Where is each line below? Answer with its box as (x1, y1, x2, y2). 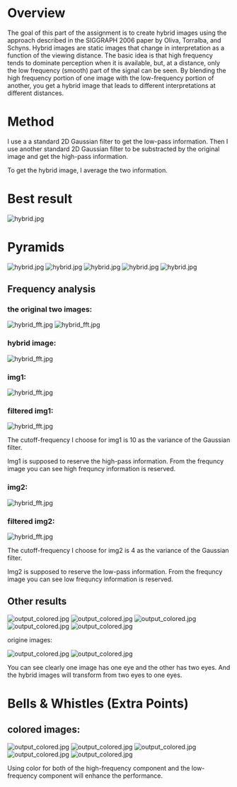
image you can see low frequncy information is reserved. (7, 575, 173, 583)
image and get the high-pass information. (7, 152, 129, 160)
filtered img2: (7, 516, 55, 526)
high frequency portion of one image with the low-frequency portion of (7, 73, 214, 82)
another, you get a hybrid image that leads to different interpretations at (7, 81, 216, 89)
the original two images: (7, 304, 93, 314)
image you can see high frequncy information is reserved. (7, 465, 176, 473)
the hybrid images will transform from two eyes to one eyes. (7, 671, 183, 679)
